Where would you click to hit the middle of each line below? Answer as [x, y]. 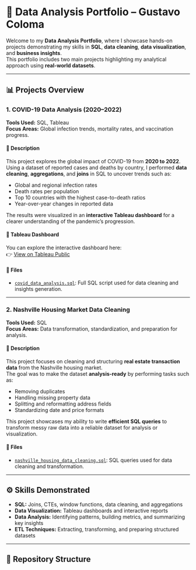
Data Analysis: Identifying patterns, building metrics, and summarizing [100, 517]
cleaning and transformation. [49, 466]
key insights [29, 523]
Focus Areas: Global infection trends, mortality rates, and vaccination [90, 129]
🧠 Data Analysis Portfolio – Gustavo [93, 12]
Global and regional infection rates [56, 185]
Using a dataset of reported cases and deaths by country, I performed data [97, 167]
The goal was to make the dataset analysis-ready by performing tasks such [98, 373]
